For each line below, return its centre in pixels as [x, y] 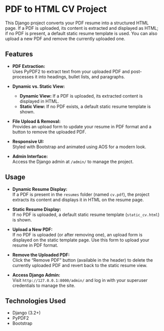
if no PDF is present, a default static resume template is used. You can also [81, 33]
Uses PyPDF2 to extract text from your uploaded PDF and [71, 71]
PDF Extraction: [29, 66]
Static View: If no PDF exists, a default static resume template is [85, 106]
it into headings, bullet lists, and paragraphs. [80, 77]
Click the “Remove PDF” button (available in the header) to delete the [82, 260]
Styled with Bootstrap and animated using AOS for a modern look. [79, 147]
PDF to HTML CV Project [56, 9]
